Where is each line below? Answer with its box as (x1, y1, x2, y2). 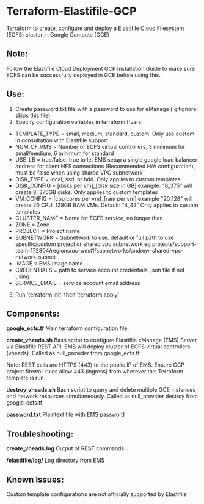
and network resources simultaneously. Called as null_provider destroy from (6, 392, 199, 400)
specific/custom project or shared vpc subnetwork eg (15, 240, 151, 248)
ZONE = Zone (15, 221, 50, 228)
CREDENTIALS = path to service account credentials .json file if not (15, 266, 185, 273)
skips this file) (15, 112, 51, 119)
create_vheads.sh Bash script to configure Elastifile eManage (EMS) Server (6, 337, 197, 344)
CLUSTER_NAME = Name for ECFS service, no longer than (15, 214, 164, 221)
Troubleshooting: (6, 428, 74, 439)
